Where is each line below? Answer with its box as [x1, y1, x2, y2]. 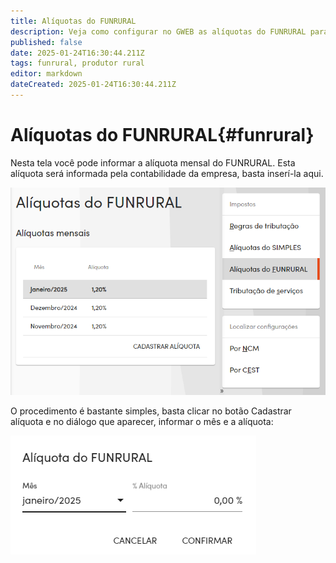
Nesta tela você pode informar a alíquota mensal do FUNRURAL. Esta [10, 156, 296, 169]
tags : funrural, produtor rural [10, 58, 145, 69]
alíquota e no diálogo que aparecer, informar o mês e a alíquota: [10, 416, 274, 428]
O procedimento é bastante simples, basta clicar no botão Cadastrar [10, 405, 292, 417]
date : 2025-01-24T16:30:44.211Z [10, 48, 145, 58]
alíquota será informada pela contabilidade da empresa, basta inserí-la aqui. [10, 167, 324, 179]
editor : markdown [10, 69, 83, 79]
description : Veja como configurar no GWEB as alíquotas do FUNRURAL [10, 26, 307, 37]
